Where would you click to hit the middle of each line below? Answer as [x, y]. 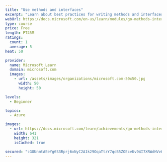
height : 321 [26, 138]
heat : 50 [14, 51]
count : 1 [19, 42]
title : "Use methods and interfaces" [44, 10]
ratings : [14, 38]
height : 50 [30, 88]
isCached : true [30, 143]
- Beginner [21, 102]
